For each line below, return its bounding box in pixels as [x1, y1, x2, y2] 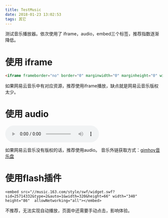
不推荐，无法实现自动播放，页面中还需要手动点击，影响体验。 [5, 208, 132, 214]
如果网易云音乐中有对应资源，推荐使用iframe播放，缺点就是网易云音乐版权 [5, 83, 159, 89]
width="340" [112, 194, 137, 199]
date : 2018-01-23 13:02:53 [5, 12, 61, 17]
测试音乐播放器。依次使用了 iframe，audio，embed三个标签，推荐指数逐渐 [5, 31, 159, 37]
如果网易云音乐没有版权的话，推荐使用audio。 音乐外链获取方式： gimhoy [5, 147, 156, 153]
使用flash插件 [5, 173, 62, 184]
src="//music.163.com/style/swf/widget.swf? [20, 190, 115, 195]
